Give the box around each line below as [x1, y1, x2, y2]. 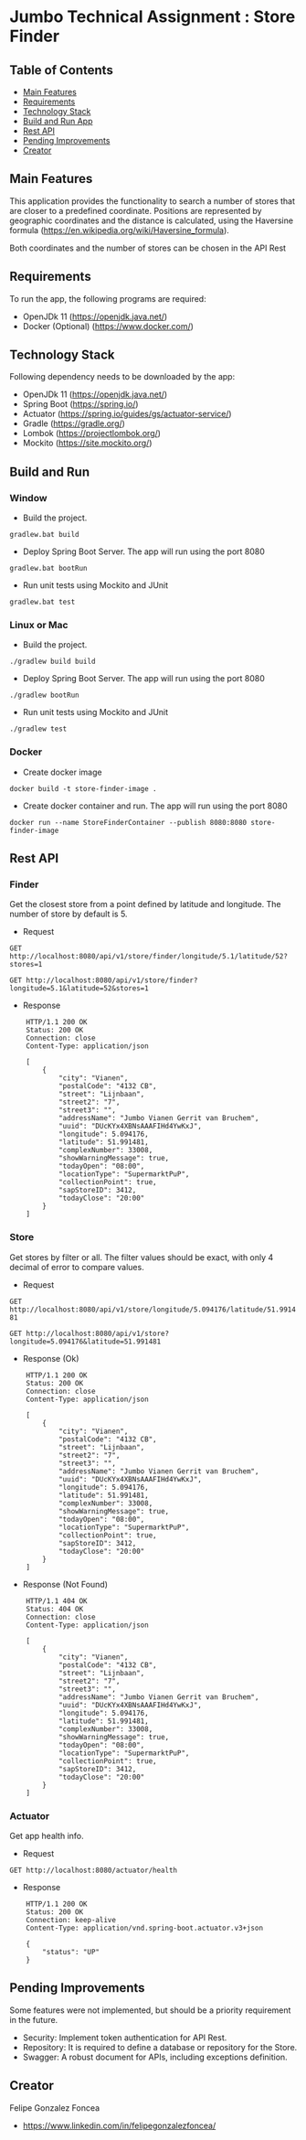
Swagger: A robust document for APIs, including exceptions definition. [22, 2051, 288, 2062]
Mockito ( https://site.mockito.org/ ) [22, 437, 153, 449]
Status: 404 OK [26, 1604, 84, 1613]
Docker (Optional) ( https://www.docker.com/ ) [22, 320, 195, 331]
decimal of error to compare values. [9, 1261, 144, 1272]
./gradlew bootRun [9, 690, 79, 701]
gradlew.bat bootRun [9, 564, 89, 573]
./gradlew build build [9, 657, 96, 667]
